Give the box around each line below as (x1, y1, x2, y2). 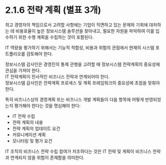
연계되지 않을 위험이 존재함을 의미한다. (10, 154, 85, 161)
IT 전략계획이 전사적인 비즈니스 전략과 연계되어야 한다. (5, 74, 110, 80)
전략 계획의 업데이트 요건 (12, 125, 60, 131)
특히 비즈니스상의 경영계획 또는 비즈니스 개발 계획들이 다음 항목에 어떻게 (5, 96, 144, 102)
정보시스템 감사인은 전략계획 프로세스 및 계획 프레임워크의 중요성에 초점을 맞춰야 (5, 80, 160, 85)
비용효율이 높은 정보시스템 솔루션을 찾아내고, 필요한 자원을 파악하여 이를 (15, 28, 155, 34)
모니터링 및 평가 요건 (12, 138, 53, 144)
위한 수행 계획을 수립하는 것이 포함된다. (18, 34, 94, 40)
